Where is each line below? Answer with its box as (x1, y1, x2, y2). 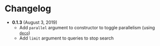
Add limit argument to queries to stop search (19, 35, 114, 41)
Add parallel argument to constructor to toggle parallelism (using (19, 24, 155, 30)
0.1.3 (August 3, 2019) (11, 19, 58, 25)
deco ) (19, 30, 30, 36)
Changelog (4, 3, 51, 14)
